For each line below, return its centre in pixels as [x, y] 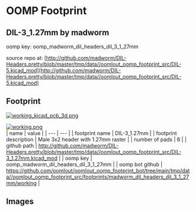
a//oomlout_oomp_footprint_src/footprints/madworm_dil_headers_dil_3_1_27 [98, 177]
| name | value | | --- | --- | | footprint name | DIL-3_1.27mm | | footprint [92, 133]
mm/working [21, 183]
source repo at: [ [26, 58]
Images [20, 202]
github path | [21, 146]
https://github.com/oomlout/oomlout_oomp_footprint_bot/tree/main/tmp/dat [98, 170]
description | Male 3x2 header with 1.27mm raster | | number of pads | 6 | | [97, 139]
